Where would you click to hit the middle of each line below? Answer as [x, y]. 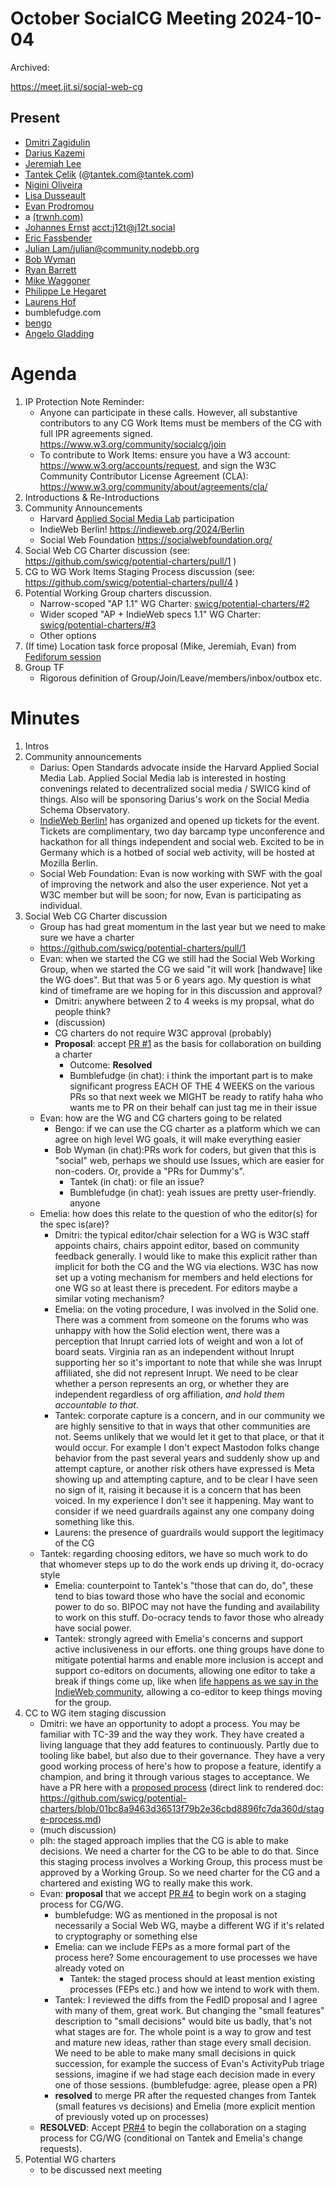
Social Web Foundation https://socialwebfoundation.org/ [156, 539]
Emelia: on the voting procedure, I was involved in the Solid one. [186, 1309]
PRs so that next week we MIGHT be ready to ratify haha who [196, 1096]
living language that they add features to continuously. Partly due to [179, 1744]
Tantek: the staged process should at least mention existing [192, 1978]
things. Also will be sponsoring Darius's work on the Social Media [174, 799]
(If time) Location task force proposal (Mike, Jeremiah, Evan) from [160, 646]
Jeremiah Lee [53, 163]
